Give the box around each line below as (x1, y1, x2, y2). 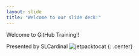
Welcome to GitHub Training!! (6, 31, 80, 38)
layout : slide (6, 8, 42, 15)
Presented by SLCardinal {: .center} (6, 43, 133, 50)
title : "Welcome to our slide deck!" (6, 14, 102, 20)
